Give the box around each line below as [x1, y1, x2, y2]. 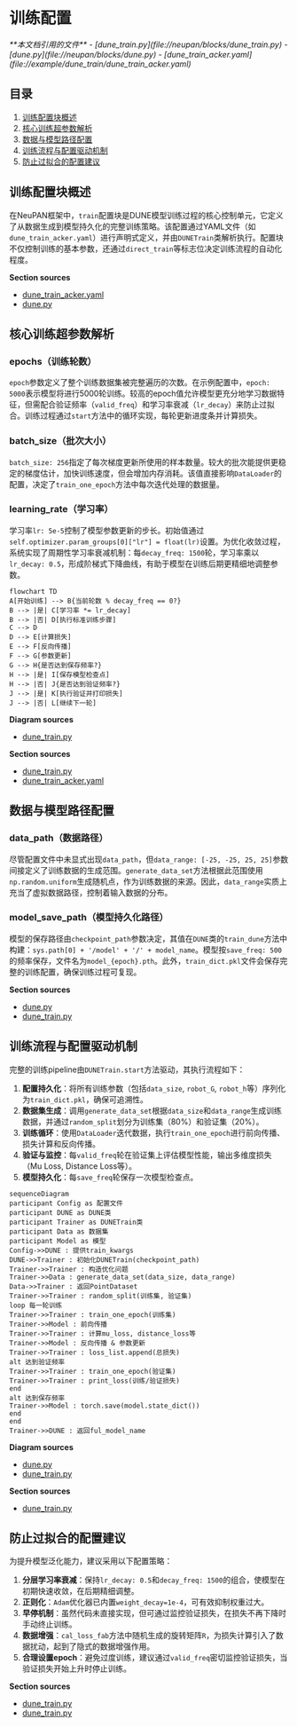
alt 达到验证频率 [9, 1357, 65, 1367]
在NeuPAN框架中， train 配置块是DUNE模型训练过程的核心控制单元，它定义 [9, 209, 284, 220]
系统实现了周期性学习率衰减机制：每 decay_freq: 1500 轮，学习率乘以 [9, 547, 260, 557]
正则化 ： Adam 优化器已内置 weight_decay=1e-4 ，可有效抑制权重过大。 [21, 1597, 270, 1607]
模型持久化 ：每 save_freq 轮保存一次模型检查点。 [21, 1171, 199, 1182]
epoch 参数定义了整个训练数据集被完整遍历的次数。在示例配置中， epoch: [9, 377, 270, 388]
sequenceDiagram [9, 1189, 69, 1198]
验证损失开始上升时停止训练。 [21, 1663, 131, 1674]
